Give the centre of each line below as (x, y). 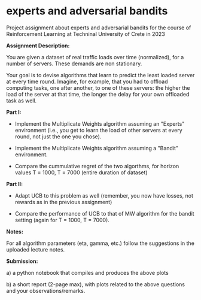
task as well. (22, 101)
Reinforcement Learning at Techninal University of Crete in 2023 (86, 34)
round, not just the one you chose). (58, 137)
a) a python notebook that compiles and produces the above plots (87, 272)
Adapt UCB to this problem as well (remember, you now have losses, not (104, 195)
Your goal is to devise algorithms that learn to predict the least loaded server (100, 75)
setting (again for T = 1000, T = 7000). (62, 220)
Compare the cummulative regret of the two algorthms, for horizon (97, 166)
